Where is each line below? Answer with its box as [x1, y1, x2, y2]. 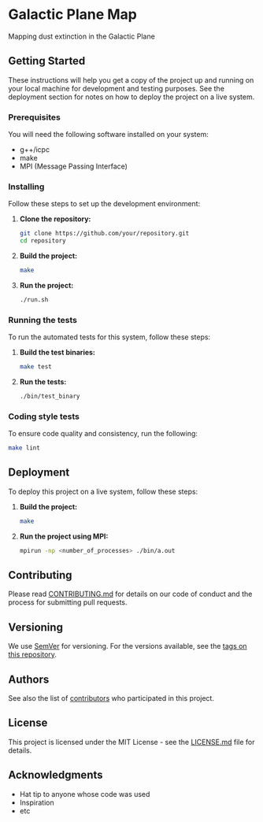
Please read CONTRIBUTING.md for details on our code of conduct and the [8, 589, 253, 599]
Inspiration [19, 798, 54, 807]
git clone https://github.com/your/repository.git [19, 230, 190, 238]
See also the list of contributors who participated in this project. [8, 694, 215, 703]
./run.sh [19, 295, 49, 304]
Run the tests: [19, 377, 67, 387]
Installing [8, 181, 45, 192]
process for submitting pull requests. [8, 598, 128, 607]
